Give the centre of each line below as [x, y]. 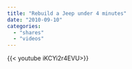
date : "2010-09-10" [35, 20]
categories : [24, 26]
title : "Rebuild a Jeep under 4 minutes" [67, 13]
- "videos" [29, 39]
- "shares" [29, 32]
